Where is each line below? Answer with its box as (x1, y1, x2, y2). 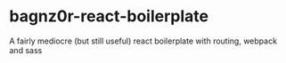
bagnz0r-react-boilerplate (9, 6, 209, 27)
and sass (9, 44, 43, 55)
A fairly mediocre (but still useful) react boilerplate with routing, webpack (9, 35, 278, 46)
